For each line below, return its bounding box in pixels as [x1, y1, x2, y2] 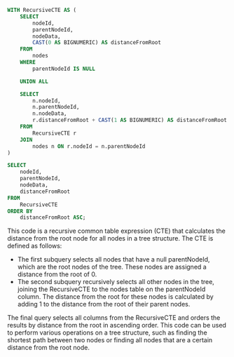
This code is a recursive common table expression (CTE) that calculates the [7, 227, 226, 235]
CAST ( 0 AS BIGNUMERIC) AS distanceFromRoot [32, 39, 161, 46]
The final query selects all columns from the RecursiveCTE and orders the [7, 314, 221, 322]
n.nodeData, [32, 110, 68, 117]
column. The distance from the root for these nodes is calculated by [17, 292, 214, 301]
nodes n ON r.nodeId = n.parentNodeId [32, 142, 146, 150]
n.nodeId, [32, 97, 61, 105]
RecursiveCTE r [32, 130, 77, 137]
